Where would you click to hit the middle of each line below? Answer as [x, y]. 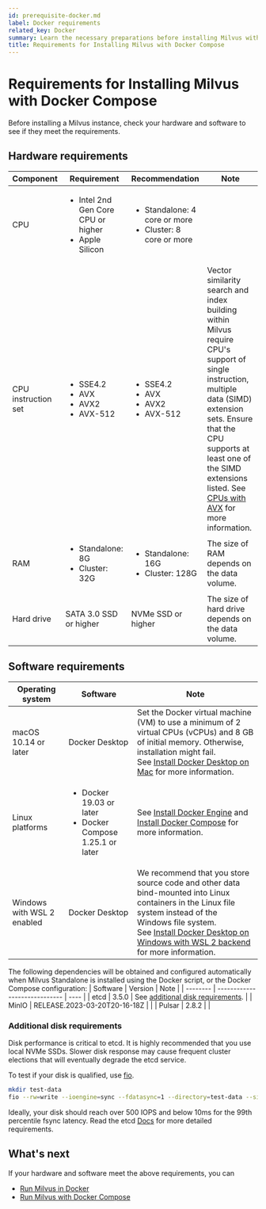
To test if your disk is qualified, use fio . [71, 1075]
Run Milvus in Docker [54, 1188]
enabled [27, 922]
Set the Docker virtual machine [194, 712]
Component [35, 178]
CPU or [92, 219]
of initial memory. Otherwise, [190, 742]
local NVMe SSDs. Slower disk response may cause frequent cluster [120, 1051]
